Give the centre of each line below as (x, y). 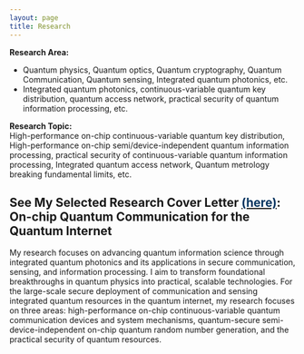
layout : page (34, 18)
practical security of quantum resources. (85, 339)
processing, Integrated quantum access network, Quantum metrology (140, 164)
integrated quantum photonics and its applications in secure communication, (152, 262)
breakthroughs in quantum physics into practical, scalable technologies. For (151, 281)
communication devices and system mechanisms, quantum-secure (135, 320)
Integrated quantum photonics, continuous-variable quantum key (144, 89)
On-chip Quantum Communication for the (130, 216)
